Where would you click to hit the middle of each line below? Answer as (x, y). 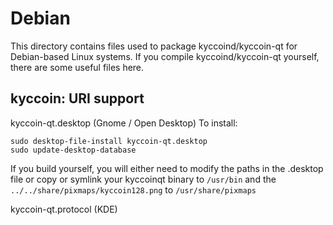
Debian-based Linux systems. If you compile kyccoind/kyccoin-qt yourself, (165, 56)
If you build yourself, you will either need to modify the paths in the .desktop (167, 168)
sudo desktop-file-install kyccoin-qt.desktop (109, 141)
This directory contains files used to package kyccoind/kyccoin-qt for (154, 46)
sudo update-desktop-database (73, 150)
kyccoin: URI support (77, 98)
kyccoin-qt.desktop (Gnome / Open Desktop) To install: (124, 123)
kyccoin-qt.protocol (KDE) (64, 209)
